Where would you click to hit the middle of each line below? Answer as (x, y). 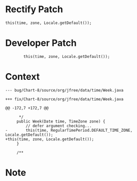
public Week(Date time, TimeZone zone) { (61, 121)
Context (23, 77)
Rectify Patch (34, 9)
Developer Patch (41, 43)
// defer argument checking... (59, 126)
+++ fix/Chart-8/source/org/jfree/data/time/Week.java (64, 99)
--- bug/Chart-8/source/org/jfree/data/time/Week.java (64, 90)
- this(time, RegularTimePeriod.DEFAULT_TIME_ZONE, (69, 130)
